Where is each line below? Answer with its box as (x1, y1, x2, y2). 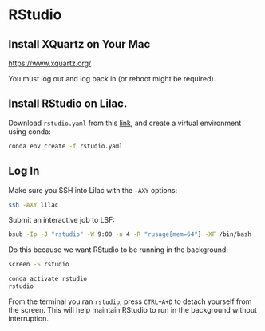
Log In (8, 164, 40, 178)
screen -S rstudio (8, 261, 69, 269)
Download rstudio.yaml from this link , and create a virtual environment (8, 118, 242, 128)
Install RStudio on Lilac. (8, 97, 128, 111)
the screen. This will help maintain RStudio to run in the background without (8, 305, 257, 314)
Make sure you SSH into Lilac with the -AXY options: (8, 185, 178, 195)
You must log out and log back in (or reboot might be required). (8, 74, 216, 83)
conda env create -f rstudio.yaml (8, 142, 124, 150)
